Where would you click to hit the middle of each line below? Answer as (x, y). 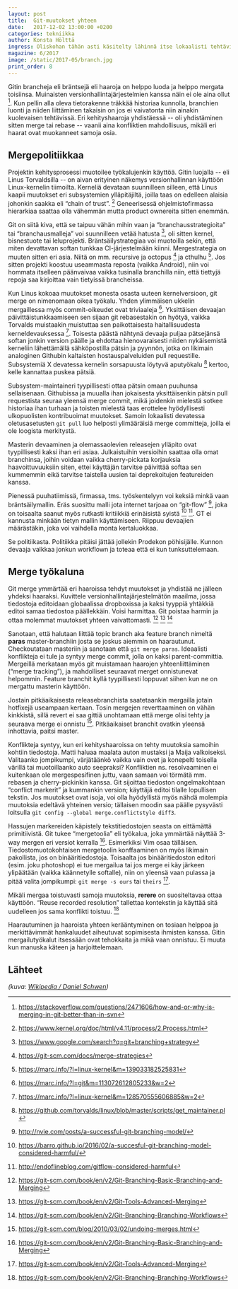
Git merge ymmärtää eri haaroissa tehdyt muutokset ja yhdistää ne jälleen (115, 589)
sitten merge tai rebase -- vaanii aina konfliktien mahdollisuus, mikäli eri (112, 125)
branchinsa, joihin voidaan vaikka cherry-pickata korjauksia (94, 460)
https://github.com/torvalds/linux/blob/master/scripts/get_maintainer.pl (121, 1111)
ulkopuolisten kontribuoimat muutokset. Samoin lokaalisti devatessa (107, 416)
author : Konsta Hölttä (41, 40)
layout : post (27, 14)
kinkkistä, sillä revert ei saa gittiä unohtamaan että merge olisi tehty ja (109, 715)
